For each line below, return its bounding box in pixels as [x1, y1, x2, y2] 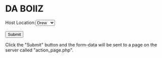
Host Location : [5, 19, 36, 25]
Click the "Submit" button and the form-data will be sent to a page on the [5, 41, 157, 47]
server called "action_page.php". [5, 47, 74, 53]
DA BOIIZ [5, 3, 44, 14]
